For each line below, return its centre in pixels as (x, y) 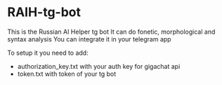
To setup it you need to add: (48, 53)
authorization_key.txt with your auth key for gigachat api (99, 66)
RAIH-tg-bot (44, 12)
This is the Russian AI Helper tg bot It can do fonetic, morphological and (111, 32)
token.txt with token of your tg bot (67, 74)
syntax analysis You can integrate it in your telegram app (89, 39)
